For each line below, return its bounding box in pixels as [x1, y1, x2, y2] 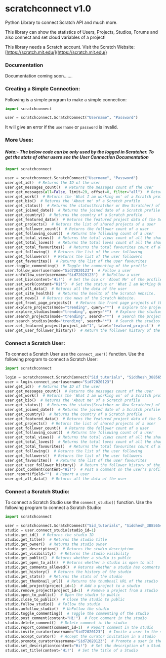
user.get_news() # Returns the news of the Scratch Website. [5, 295, 136, 300]
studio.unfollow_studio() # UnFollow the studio [5, 606, 110, 611]
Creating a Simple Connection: [5, 85, 81, 92]
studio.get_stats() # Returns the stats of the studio [5, 574, 123, 579]
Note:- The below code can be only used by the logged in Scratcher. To [5, 148, 154, 154]
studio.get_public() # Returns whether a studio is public [5, 556, 132, 561]
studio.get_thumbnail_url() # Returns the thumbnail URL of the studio [5, 579, 158, 584]
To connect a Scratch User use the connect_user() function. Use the [5, 351, 144, 357]
